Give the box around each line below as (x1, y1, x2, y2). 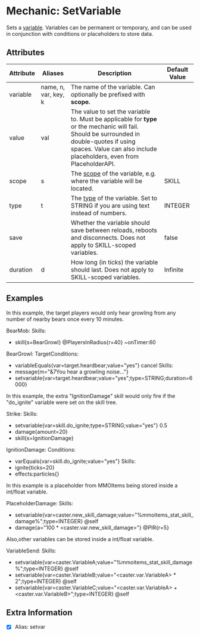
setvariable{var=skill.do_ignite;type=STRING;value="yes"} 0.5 (14, 422, 168, 429)
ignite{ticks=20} (14, 464, 55, 471)
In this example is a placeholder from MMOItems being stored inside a (6, 481, 178, 489)
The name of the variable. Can (70, 82, 156, 91)
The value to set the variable (70, 107, 151, 116)
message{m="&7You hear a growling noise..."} (14, 368, 129, 375)
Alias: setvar (14, 623, 46, 631)
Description (98, 69, 132, 77)
